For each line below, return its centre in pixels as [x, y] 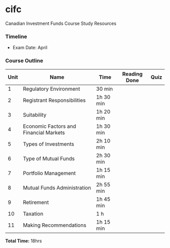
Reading [132, 74]
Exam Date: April [30, 48]
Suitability [34, 115]
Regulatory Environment [51, 89]
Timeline [16, 37]
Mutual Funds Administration [57, 188]
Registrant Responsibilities [54, 100]
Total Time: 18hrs [24, 241]
